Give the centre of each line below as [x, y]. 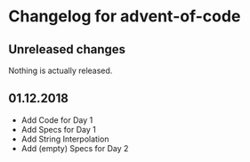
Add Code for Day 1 [57, 120]
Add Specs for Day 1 [59, 129]
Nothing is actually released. [60, 70]
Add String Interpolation [65, 139]
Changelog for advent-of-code [125, 16]
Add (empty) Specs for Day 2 [75, 148]
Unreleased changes [67, 49]
